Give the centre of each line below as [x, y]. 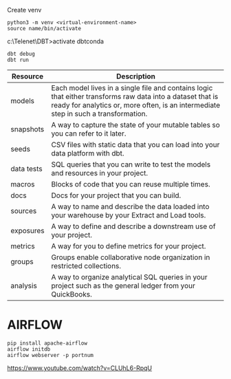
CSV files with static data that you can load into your [135, 145]
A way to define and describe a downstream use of [133, 226]
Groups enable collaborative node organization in [131, 257]
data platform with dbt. [88, 153]
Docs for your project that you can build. [116, 195]
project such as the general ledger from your [123, 286]
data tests [26, 169]
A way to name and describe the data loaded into [130, 207]
